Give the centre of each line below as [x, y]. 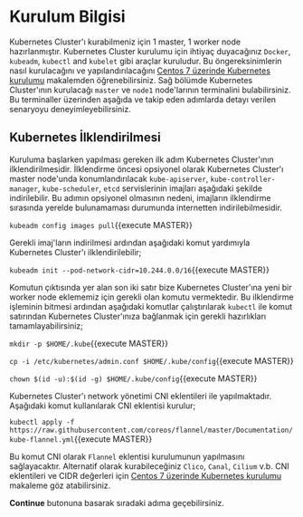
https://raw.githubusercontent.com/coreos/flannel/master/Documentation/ [151, 430]
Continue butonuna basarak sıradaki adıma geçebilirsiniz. [117, 503]
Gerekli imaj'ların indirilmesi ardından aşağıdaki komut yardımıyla [130, 243]
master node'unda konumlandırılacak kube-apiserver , [109, 178]
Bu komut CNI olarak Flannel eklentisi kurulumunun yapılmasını [127, 456]
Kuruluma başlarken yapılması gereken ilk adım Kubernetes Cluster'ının [142, 159]
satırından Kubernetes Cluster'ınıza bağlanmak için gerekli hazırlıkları [138, 316]
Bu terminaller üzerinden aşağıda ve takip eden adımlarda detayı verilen [143, 99]
